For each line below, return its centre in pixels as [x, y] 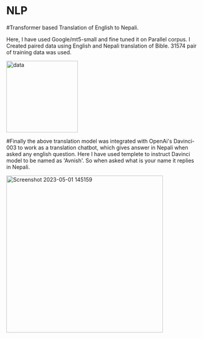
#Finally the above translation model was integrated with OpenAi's [89, 141]
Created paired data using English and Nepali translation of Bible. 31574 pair [101, 46]
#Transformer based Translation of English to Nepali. [72, 27]
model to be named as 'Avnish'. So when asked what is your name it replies [100, 160]
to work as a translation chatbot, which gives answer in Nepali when [103, 148]
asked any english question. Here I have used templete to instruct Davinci [98, 154]
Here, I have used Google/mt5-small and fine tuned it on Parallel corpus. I [98, 39]
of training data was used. [39, 52]
